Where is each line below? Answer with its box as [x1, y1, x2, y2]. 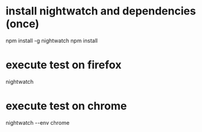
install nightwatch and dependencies [5, 4, 196, 18]
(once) [5, 17, 40, 31]
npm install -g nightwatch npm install [5, 37, 98, 44]
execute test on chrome [5, 99, 128, 113]
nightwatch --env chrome [5, 119, 70, 126]
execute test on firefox [5, 58, 122, 72]
